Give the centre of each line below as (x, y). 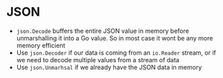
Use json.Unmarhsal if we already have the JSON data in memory (109, 67)
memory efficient (41, 45)
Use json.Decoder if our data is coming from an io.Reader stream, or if (116, 53)
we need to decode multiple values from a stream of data (98, 60)
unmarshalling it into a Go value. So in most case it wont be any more (115, 38)
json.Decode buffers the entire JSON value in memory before (103, 31)
